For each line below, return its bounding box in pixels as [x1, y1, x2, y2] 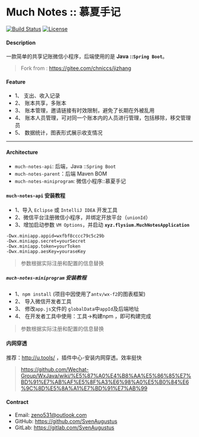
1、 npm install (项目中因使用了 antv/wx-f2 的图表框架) [14, 290, 146, 297]
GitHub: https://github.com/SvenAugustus [14, 418, 117, 425]
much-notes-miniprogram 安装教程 [6, 274, 87, 281]
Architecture [6, 149, 38, 156]
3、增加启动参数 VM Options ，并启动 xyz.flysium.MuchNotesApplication [14, 221, 190, 228]
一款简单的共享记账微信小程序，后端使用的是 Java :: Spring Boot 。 [6, 53, 168, 60]
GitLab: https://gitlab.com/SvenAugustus [14, 424, 114, 431]
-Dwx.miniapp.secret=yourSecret [6, 238, 86, 244]
